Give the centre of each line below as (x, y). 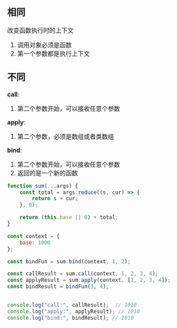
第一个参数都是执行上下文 (53, 53)
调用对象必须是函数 (44, 45)
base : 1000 (35, 243)
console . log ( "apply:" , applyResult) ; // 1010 (73, 311)
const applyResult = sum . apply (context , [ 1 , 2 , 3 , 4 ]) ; (89, 281)
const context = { (33, 236)
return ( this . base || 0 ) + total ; (69, 218)
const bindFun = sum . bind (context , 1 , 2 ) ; (69, 261)
